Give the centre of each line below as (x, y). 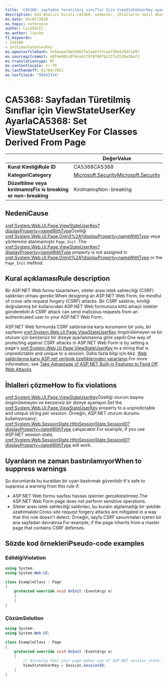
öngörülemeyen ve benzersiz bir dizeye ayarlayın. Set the (64, 403)
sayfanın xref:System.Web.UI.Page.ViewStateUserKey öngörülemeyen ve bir (84, 332)
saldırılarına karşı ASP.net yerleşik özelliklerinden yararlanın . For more (76, 359)
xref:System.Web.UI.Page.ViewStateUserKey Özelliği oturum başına (74, 397)
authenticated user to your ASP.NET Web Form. (54, 317)
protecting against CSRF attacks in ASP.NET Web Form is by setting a (77, 343)
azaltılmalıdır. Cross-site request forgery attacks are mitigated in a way (84, 512)
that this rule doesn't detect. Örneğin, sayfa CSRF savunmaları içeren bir (87, 517)
